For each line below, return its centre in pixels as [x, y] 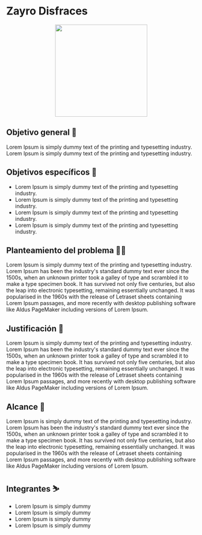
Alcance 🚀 [26, 407]
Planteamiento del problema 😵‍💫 [66, 250]
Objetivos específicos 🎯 [52, 172]
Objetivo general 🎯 [41, 133]
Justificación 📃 [35, 328]
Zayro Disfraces [47, 11]
